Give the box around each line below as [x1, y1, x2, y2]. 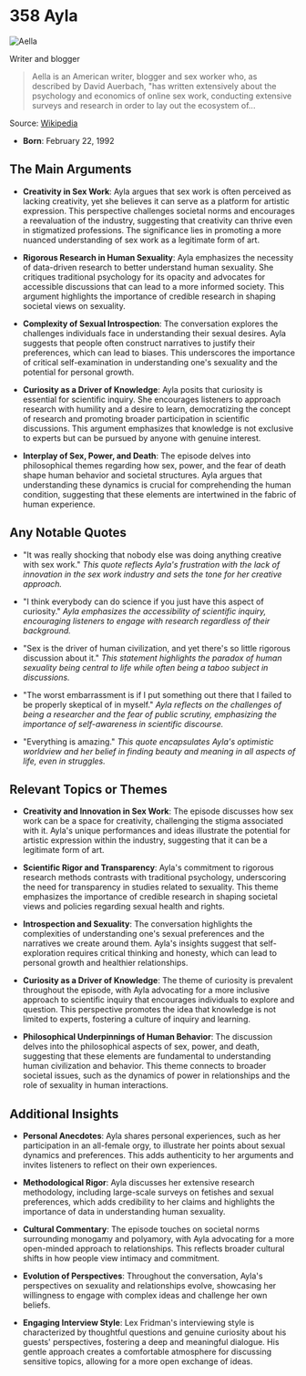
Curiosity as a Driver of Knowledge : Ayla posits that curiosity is [22, 384, 263, 395]
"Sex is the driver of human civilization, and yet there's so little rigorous [22, 642, 291, 653]
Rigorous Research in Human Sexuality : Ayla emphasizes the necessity [22, 252, 294, 262]
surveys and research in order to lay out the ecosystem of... [31, 99, 256, 110]
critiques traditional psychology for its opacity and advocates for [22, 271, 266, 282]
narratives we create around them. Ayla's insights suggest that [22, 938, 258, 949]
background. [22, 625, 71, 636]
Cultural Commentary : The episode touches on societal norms [22, 1224, 260, 1235]
